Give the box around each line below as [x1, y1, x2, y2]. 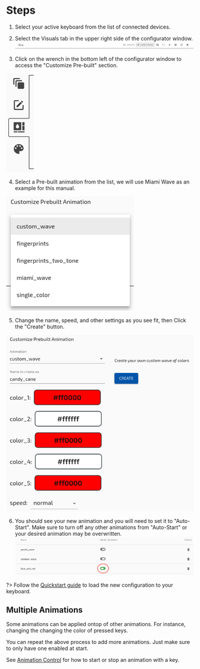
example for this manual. [14, 185, 76, 192]
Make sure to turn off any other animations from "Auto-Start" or [32, 524, 187, 531]
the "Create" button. [14, 323, 65, 331]
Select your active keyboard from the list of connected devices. [14, 23, 171, 30]
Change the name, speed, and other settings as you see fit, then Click [14, 317, 186, 324]
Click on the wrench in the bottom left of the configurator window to [14, 55, 182, 63]
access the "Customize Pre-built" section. [14, 62, 118, 69]
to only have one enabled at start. [6, 645, 89, 652]
